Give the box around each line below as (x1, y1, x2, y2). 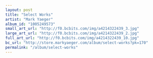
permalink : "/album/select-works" (5, 45, 79, 50)
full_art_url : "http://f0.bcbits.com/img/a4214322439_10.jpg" (5, 36, 139, 41)
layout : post (5, 7, 33, 13)
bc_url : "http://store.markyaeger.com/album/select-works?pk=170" (5, 40, 148, 45)
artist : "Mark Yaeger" (5, 17, 53, 22)
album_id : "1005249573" (5, 21, 56, 27)
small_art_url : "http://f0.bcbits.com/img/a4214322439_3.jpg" (5, 26, 139, 31)
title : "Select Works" (5, 12, 53, 17)
